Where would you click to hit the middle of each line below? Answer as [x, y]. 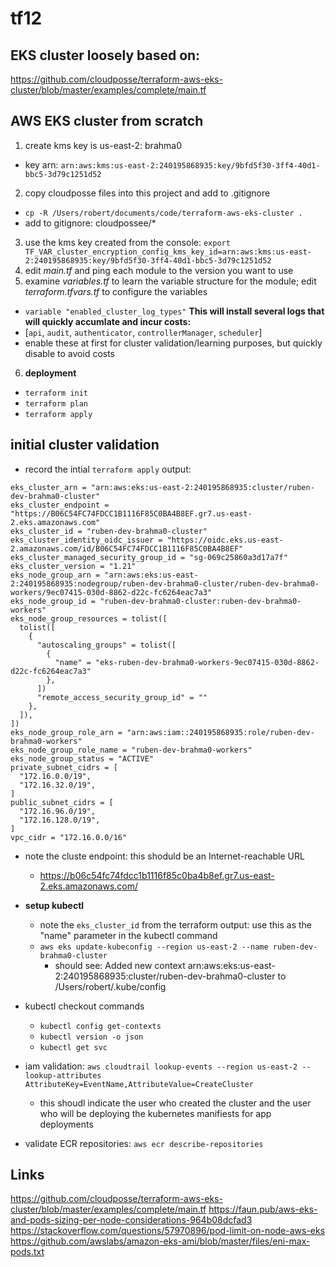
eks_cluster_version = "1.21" [73, 566]
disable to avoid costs [70, 353]
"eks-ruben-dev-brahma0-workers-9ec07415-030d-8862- [207, 662]
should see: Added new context [120, 965]
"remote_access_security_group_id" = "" [122, 697]
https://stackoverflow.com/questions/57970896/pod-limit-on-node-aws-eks [168, 1231]
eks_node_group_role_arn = [66, 732]
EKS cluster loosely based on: [105, 55]
